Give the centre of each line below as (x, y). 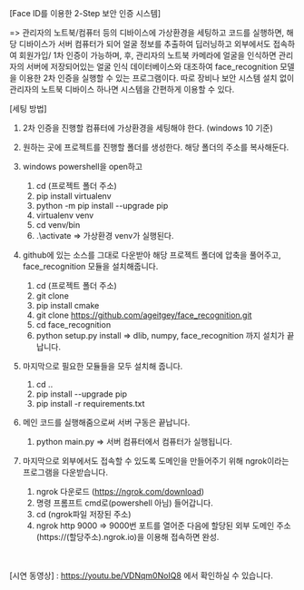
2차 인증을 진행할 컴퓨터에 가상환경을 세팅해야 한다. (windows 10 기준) (148, 128)
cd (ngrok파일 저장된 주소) (83, 514)
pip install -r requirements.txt (90, 403)
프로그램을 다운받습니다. (65, 472)
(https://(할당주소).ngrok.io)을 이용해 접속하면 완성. (127, 537)
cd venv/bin (58, 225)
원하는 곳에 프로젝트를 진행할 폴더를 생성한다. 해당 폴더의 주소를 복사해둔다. (156, 147)
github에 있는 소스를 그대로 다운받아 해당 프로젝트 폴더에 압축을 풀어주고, (152, 255)
